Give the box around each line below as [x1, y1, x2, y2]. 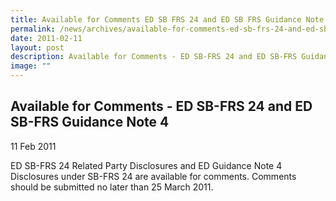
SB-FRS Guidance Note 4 [10, 114, 170, 131]
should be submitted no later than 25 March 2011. [10, 181, 214, 193]
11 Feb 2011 [10, 140, 57, 152]
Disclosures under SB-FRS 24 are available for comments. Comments [10, 170, 297, 182]
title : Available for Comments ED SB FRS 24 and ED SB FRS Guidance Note [10, 14, 325, 25]
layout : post [10, 42, 65, 53]
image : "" [10, 61, 52, 71]
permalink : [10, 24, 56, 34]
